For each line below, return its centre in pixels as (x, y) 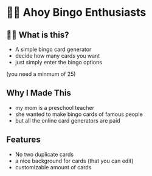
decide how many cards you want (57, 56)
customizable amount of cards (53, 167)
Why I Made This (39, 93)
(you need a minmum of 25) (41, 74)
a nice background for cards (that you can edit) (74, 161)
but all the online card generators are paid (67, 120)
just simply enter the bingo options (58, 62)
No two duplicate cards (44, 154)
